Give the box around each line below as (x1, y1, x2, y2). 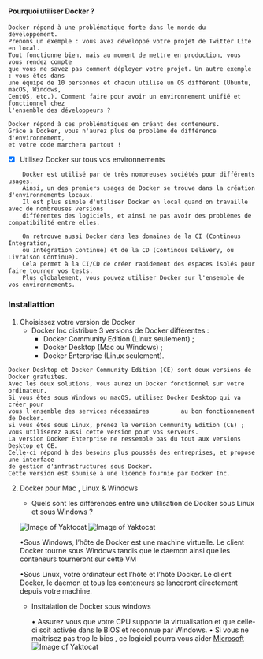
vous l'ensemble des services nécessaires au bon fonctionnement (8, 407, 256, 415)
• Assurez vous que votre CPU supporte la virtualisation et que (31, 616, 235, 626)
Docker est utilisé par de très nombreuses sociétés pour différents (22, 170, 256, 179)
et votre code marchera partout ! (8, 141, 122, 149)
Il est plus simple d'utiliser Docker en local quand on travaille (22, 198, 248, 207)
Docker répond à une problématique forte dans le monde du (8, 24, 206, 32)
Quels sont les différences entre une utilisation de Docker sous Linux (31, 498, 254, 508)
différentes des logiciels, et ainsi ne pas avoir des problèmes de (22, 212, 252, 220)
